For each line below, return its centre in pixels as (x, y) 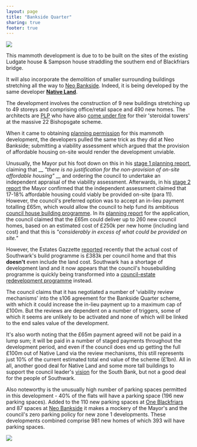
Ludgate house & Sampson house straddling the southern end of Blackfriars (98, 62)
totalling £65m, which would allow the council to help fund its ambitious (92, 207)
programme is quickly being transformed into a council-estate (81, 275)
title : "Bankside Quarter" (39, 17)
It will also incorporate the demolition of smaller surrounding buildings (90, 79)
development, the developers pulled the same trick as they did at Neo (90, 140)
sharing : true (23, 22)
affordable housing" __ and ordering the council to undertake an (84, 176)
